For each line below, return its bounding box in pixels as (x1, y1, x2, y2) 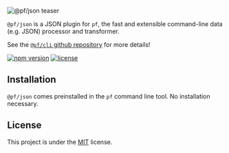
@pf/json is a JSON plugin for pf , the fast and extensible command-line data (7, 20, 223, 28)
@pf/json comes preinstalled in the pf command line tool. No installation (7, 92, 211, 100)
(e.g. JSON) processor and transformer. (7, 28, 120, 35)
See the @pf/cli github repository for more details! (7, 41, 151, 48)
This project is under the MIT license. (7, 138, 113, 146)
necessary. (7, 99, 39, 108)
